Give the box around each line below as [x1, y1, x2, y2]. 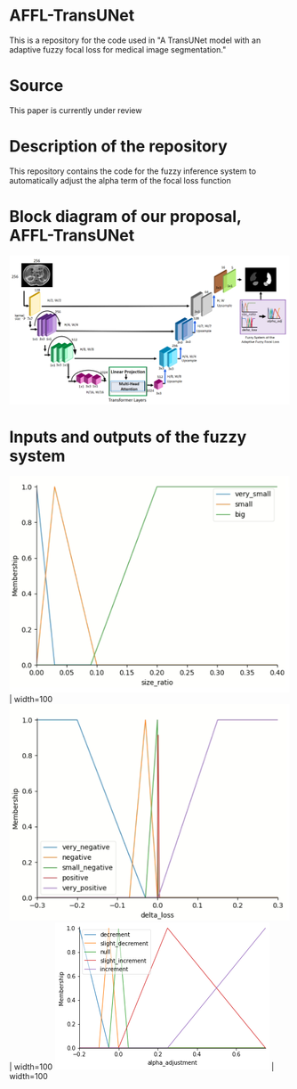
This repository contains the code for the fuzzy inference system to [9, 166, 256, 176]
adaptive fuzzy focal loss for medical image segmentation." [9, 44, 227, 54]
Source [9, 76, 64, 96]
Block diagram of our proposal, [9, 207, 243, 226]
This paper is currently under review [9, 104, 142, 116]
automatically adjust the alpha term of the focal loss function [9, 175, 231, 185]
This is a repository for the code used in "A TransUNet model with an [9, 35, 261, 45]
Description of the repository [9, 136, 229, 157]
